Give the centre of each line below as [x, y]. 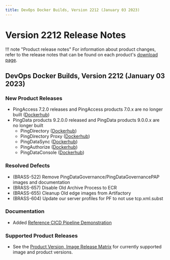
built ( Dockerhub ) [31, 115]
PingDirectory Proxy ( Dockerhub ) [55, 136]
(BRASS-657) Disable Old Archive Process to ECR [65, 187]
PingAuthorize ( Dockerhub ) [49, 147]
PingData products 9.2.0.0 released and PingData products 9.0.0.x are [86, 120]
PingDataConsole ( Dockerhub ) [52, 152]
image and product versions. [42, 252]
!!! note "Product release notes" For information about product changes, [81, 49]
